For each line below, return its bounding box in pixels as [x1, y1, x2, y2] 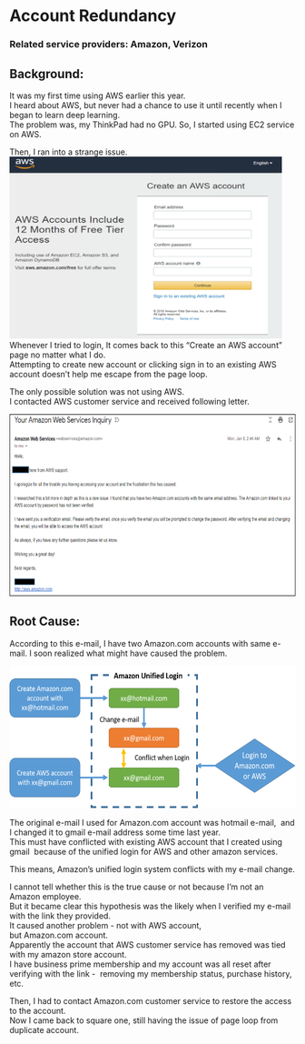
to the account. [9, 1005, 66, 1016]
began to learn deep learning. [9, 109, 121, 120]
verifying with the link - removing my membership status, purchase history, [9, 968, 292, 979]
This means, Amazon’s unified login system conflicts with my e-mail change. [9, 863, 295, 874]
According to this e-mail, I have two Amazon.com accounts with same [9, 637, 271, 648]
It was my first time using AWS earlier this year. [9, 90, 186, 101]
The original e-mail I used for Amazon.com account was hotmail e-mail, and [9, 817, 295, 828]
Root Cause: [9, 614, 81, 629]
